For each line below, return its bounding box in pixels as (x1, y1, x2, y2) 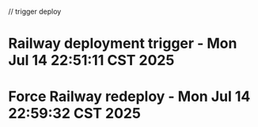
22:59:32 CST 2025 (8, 105, 141, 122)
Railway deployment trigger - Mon (8, 35, 237, 52)
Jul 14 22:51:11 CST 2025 (8, 52, 175, 70)
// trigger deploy (8, 7, 62, 16)
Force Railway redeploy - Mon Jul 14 (8, 87, 251, 106)
